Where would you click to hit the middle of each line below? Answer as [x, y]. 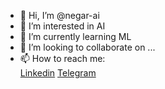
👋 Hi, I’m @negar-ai [59, 15]
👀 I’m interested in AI [62, 26]
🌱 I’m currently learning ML [75, 36]
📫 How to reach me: [62, 58]
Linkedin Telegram [58, 73]
